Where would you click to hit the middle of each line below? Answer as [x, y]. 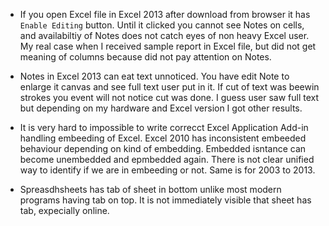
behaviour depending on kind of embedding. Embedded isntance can [163, 148]
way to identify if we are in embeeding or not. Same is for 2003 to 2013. [167, 170]
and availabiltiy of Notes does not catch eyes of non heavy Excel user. [164, 35]
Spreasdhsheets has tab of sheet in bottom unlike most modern [150, 189]
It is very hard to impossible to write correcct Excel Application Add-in [164, 127]
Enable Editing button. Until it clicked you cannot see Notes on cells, [162, 25]
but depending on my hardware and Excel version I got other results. [161, 108]
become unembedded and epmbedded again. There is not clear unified [167, 159]
